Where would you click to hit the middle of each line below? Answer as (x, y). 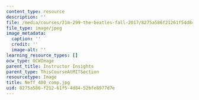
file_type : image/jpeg (34, 28)
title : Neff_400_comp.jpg (38, 83)
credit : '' (25, 45)
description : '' (26, 17)
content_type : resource (36, 11)
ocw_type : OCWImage (30, 61)
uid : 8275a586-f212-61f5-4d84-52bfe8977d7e (61, 88)
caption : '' (26, 39)
